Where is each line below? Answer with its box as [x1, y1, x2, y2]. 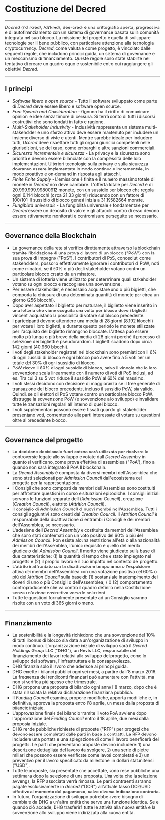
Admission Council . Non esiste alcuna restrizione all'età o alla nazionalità [12, 537, 160, 543]
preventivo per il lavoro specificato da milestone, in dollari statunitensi [12, 758, 154, 763]
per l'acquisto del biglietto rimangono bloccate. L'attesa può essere [12, 328, 149, 334]
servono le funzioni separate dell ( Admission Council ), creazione [12, 496, 143, 502]
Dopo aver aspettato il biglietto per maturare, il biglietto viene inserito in [12, 302, 157, 308]
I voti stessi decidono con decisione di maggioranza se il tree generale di [12, 380, 160, 386]
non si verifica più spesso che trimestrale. [12, 679, 97, 685]
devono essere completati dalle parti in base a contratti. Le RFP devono [12, 731, 157, 737]
